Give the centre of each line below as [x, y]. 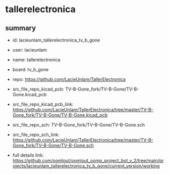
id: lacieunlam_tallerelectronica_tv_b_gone [56, 40]
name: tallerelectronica [36, 60]
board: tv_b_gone [31, 70]
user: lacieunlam [30, 50]
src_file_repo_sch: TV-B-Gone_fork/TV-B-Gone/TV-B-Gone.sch [79, 125]
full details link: [28, 155]
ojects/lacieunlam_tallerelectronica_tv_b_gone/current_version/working [86, 166]
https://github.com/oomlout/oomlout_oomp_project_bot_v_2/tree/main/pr [88, 161]
